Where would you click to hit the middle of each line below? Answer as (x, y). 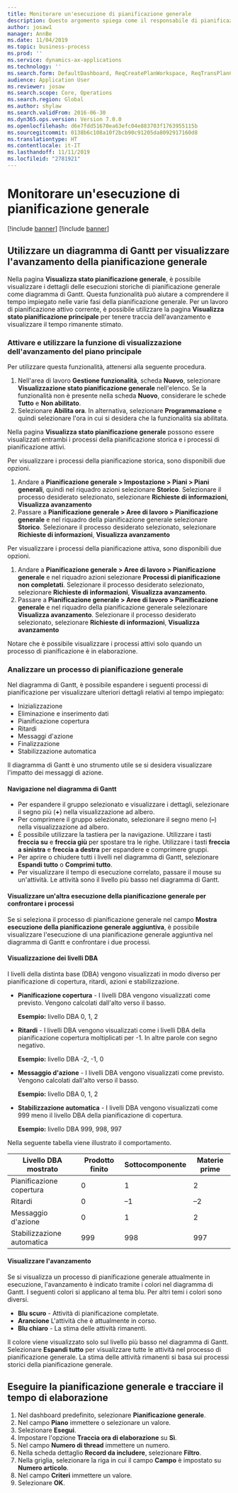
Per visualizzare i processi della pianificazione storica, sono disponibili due (117, 461)
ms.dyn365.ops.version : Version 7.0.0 (64, 119)
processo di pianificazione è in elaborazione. (73, 651)
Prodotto (99, 1160)
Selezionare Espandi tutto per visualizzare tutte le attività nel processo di (114, 1350)
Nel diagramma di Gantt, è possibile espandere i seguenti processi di (108, 685)
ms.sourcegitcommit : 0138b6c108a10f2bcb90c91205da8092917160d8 (103, 133)
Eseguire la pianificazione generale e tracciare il (115, 1387)
